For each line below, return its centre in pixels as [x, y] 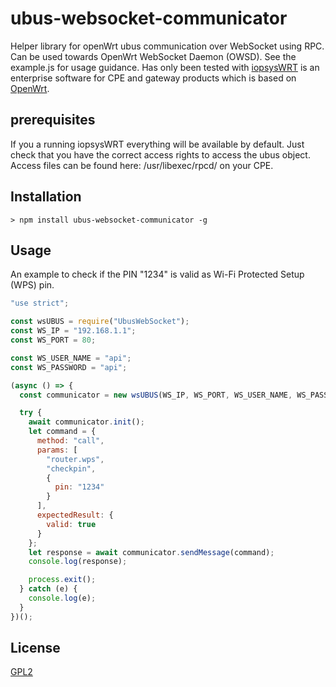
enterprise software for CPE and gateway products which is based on [153, 78]
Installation [46, 197]
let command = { [62, 432]
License [35, 648]
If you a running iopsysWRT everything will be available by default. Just [157, 144]
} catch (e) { [48, 589]
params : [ [57, 450]
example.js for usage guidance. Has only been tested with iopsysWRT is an [165, 67]
